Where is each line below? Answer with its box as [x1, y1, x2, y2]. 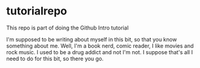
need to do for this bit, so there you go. [6, 55, 104, 62]
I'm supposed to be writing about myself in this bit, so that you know [6, 36, 177, 43]
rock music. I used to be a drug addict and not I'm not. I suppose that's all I [6, 48, 193, 55]
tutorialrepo [6, 4, 68, 18]
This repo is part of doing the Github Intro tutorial [6, 24, 129, 31]
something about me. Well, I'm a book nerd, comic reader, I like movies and [6, 42, 194, 49]
